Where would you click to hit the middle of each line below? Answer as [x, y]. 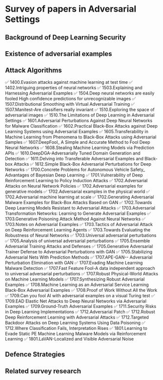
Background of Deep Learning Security [65, 37]
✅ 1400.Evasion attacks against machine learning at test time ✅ [69, 82]
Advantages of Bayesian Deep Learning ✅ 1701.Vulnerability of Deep [74, 175]
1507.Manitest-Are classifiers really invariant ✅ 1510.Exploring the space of [80, 109]
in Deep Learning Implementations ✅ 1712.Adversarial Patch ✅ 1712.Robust [80, 312]
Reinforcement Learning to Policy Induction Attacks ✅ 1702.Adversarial [76, 180]
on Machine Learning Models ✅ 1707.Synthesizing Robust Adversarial [75, 279]
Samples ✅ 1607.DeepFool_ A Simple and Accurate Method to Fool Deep [78, 142]
